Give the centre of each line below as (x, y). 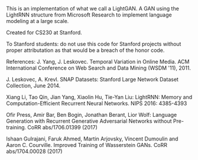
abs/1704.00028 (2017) (35, 151)
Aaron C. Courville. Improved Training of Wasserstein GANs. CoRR (87, 145)
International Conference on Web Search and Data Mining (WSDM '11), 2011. (98, 68)
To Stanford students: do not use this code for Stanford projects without (94, 44)
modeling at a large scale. (38, 21)
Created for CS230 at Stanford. (44, 32)
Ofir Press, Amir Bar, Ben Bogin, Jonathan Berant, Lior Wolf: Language (92, 115)
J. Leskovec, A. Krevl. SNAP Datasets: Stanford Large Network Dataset (92, 79)
